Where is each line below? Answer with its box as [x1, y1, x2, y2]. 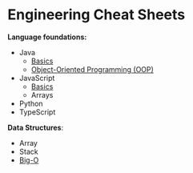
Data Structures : [7, 123, 64, 132]
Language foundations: [7, 32, 87, 42]
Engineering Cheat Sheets [7, 6, 186, 24]
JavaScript [18, 73, 55, 82]
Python [18, 99, 43, 108]
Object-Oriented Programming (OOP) [30, 64, 154, 74]
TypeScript [18, 107, 56, 117]
